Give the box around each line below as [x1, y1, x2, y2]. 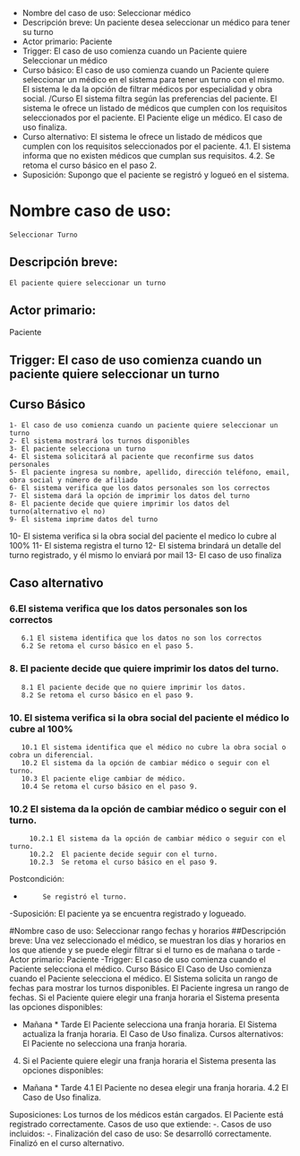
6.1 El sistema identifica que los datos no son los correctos [21, 634, 262, 643]
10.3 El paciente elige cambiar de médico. [21, 774, 186, 783]
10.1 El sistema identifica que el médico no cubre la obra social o [21, 743, 287, 752]
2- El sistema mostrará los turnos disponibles [9, 436, 191, 445]
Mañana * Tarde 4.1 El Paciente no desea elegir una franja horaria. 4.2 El [21, 1083, 289, 1093]
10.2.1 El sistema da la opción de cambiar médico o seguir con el [29, 834, 287, 843]
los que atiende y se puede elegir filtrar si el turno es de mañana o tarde [9, 945, 276, 955]
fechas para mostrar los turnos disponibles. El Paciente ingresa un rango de [9, 983, 289, 994]
